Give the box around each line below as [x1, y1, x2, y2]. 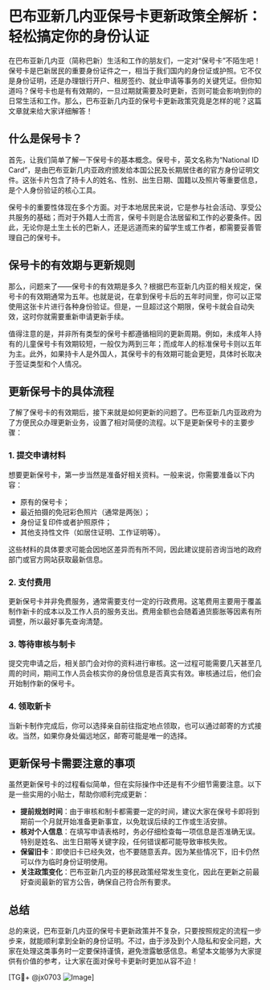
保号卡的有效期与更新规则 [8, 259, 135, 272]
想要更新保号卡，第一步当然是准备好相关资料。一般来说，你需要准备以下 [8, 469, 247, 480]
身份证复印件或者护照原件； [19, 517, 112, 526]
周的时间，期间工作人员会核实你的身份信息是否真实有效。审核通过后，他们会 [8, 668, 262, 678]
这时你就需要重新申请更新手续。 [22, 311, 129, 321]
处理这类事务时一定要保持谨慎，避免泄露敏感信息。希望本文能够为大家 [22, 946, 255, 956]
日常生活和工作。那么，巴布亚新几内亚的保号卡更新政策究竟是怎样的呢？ [8, 96, 247, 106]
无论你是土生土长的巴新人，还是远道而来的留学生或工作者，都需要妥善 [22, 223, 255, 232]
